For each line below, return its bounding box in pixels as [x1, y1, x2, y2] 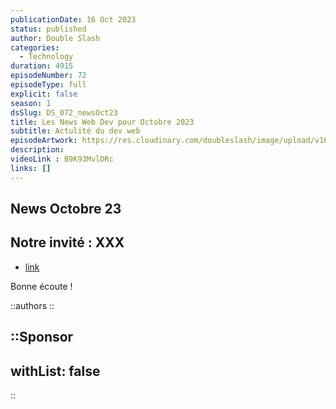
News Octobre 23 [10, 201, 122, 218]
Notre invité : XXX [10, 234, 125, 251]
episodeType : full [10, 80, 87, 90]
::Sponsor [10, 329, 74, 346]
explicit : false [10, 89, 78, 99]
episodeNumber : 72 [10, 71, 87, 81]
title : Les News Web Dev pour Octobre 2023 [10, 117, 195, 127]
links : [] [10, 163, 52, 173]
